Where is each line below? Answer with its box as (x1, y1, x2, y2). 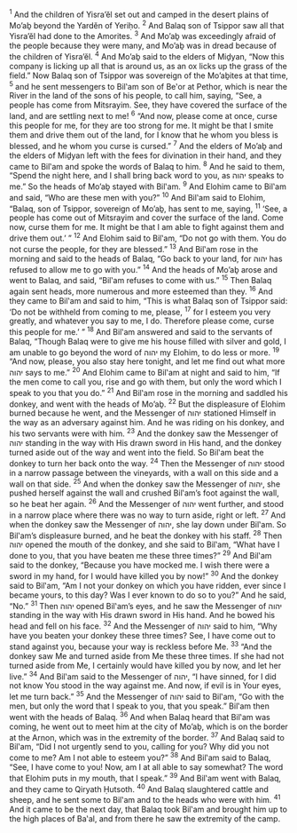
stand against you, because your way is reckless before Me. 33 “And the (9, 639, 273, 652)
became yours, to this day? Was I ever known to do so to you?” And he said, (9, 590, 286, 600)
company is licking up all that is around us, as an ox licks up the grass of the (9, 60, 288, 71)
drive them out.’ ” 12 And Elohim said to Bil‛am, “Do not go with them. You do (9, 231, 287, 243)
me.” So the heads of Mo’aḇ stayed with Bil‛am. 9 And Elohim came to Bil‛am (9, 179, 286, 192)
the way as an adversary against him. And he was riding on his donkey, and (9, 417, 285, 428)
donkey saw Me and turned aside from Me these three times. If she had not (9, 650, 285, 661)
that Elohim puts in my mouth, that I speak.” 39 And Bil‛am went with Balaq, (9, 771, 282, 783)
